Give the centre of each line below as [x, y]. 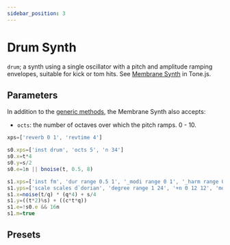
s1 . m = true [21, 213]
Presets [24, 235]
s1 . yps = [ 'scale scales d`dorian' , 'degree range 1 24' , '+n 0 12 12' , [110, 188]
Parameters [33, 95]
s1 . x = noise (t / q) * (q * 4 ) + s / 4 [52, 194]
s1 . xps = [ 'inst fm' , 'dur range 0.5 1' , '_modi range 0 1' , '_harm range [113, 182]
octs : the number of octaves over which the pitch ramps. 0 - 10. [107, 125]
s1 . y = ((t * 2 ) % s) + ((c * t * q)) [47, 201]
